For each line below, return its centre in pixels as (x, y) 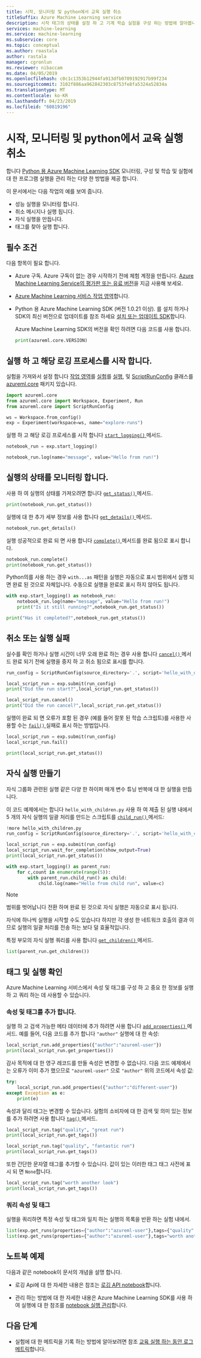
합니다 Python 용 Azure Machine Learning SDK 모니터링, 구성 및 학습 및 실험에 (100, 171)
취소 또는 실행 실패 (38, 638)
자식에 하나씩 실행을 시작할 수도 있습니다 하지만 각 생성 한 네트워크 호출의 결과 (97, 920)
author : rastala (26, 56)
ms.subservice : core (32, 40)
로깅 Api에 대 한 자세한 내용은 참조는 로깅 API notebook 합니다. (88, 1285)
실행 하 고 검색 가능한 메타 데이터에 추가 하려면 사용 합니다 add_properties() (96, 1026)
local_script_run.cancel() (40, 700)
